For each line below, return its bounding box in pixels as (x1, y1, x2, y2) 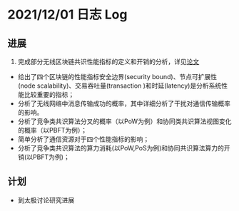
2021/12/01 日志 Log (7, 6, 128, 23)
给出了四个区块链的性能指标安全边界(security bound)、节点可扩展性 (17, 73, 218, 81)
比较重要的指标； (24, 91, 75, 98)
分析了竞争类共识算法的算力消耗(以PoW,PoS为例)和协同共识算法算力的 (17, 144, 225, 152)
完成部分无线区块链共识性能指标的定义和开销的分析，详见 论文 (17, 58, 200, 66)
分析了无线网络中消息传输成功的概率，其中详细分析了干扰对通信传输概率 (17, 99, 230, 108)
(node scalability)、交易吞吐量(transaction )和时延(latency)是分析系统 (17, 81, 222, 90)
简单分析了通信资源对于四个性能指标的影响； (17, 135, 150, 143)
